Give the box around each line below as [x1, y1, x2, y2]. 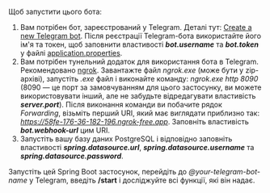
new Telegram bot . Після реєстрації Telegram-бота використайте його [19, 31, 261, 40]
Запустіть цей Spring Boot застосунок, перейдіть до [8, 167, 188, 176]
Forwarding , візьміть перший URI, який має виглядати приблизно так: [19, 108, 260, 118]
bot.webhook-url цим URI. [19, 125, 111, 135]
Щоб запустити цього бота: [8, 7, 103, 16]
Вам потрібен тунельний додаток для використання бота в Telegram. [19, 57, 259, 66]
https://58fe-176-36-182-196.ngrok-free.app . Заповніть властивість [19, 117, 249, 126]
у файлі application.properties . [19, 48, 123, 57]
